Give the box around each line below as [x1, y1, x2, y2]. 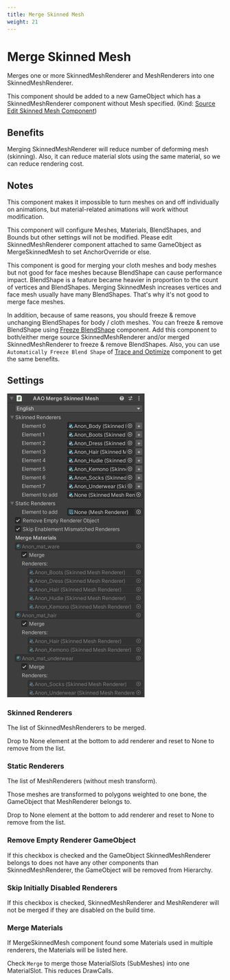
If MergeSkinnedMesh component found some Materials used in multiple [7, 939, 214, 947]
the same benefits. [7, 355, 60, 363]
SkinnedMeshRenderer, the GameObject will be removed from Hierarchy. [7, 866, 213, 874]
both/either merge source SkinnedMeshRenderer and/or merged [7, 333, 190, 341]
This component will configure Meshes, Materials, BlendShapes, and [7, 226, 201, 234]
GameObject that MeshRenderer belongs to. [7, 798, 132, 806]
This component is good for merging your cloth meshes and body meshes [7, 262, 217, 270]
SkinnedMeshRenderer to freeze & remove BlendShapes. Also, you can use [7, 341, 220, 349]
